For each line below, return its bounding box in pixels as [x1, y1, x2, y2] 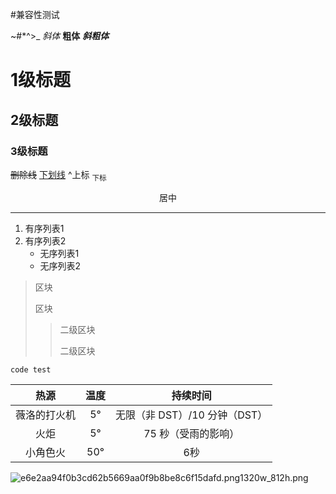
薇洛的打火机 [15, 408, 77, 422]
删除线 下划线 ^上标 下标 [10, 168, 107, 183]
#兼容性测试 [10, 9, 60, 20]
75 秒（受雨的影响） [143, 426, 240, 440]
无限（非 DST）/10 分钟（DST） [115, 408, 268, 422]
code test [10, 364, 52, 375]
